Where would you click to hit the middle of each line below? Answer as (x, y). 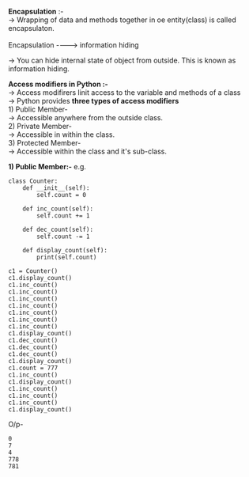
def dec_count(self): (58, 229)
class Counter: (33, 181)
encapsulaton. (32, 28)
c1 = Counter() (33, 271)
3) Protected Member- (45, 143)
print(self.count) (67, 257)
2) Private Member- (40, 126)
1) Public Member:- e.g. (47, 167)
